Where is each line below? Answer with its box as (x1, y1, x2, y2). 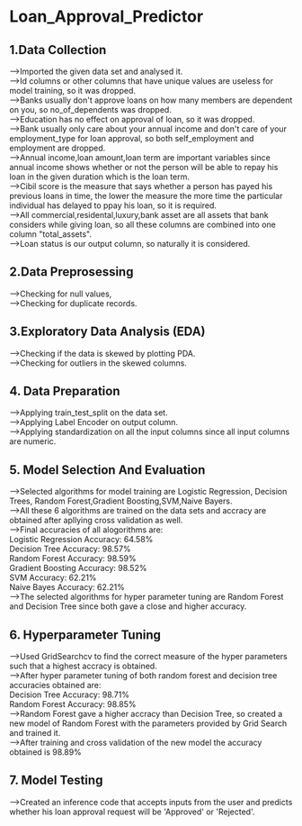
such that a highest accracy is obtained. (9, 660, 157, 672)
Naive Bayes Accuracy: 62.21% (9, 582, 126, 593)
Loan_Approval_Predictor (9, 6, 204, 27)
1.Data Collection (9, 42, 107, 58)
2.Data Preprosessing (9, 264, 134, 280)
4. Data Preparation (9, 384, 120, 399)
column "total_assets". (9, 229, 93, 240)
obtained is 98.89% (9, 747, 83, 758)
